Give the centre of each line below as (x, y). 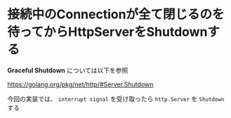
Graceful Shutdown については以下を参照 (68, 70)
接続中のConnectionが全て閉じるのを (116, 14)
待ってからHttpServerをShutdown (107, 32)
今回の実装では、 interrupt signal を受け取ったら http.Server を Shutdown (116, 98)
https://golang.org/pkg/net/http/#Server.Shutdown (80, 84)
